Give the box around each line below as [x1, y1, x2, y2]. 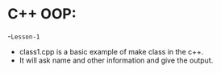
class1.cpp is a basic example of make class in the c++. [19, 47, 204, 56]
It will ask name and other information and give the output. [19, 55, 214, 65]
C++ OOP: [7, 5, 77, 23]
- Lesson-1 [7, 31, 40, 41]
